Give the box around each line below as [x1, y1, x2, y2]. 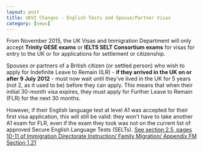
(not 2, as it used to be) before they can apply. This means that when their [6, 82, 193, 89]
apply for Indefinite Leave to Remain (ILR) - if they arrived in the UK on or [6, 69, 192, 76]
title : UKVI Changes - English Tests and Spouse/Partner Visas [6, 15, 171, 21]
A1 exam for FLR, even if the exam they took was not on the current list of [6, 120, 191, 127]
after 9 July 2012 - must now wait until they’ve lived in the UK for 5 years [6, 75, 191, 83]
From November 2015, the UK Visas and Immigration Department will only [6, 37, 191, 45]
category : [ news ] [6, 20, 51, 26]
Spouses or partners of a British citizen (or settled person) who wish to [6, 62, 185, 69]
